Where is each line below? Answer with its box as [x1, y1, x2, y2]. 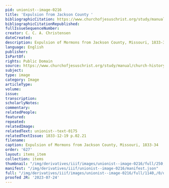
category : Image [5, 77, 39, 82]
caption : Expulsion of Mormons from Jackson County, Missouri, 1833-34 [5, 142, 158, 148]
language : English [5, 45, 44, 50]
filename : [5, 138, 26, 143]
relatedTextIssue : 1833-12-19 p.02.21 [5, 133, 87, 138]
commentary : [5, 105, 30, 110]
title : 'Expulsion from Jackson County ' [5, 12, 94, 17]
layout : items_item [5, 152, 46, 157]
